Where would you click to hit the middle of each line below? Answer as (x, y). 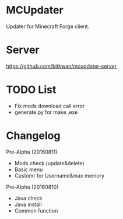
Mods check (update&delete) (49, 163)
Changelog (33, 135)
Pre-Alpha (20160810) (32, 187)
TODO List (31, 90)
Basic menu (29, 169)
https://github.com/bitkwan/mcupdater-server (61, 66)
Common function (36, 210)
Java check (28, 198)
